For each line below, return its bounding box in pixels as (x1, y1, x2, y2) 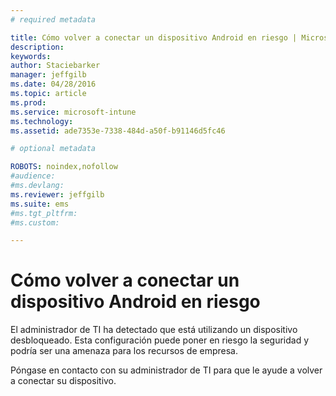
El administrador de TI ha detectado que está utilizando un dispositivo (10, 324, 298, 336)
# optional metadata (10, 144, 97, 154)
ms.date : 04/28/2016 (10, 79, 97, 90)
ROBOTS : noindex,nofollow (10, 162, 118, 172)
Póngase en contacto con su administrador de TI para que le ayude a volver (10, 364, 323, 376)
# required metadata (10, 14, 97, 25)
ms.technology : (10, 116, 74, 126)
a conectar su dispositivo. (10, 375, 117, 387)
